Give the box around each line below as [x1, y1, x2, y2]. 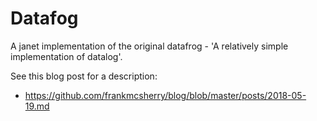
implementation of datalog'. [10, 50, 123, 62]
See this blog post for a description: [10, 70, 158, 82]
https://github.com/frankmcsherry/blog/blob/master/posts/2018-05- [24, 89, 307, 101]
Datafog [10, 7, 79, 30]
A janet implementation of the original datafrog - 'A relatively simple [10, 40, 289, 52]
